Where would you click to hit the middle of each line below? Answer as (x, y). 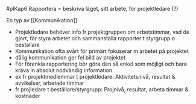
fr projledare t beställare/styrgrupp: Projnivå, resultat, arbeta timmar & (102, 89)
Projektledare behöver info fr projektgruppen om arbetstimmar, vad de (102, 32)
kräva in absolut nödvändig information (64, 70)
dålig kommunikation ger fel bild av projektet (70, 57)
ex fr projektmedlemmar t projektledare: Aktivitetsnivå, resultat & (95, 77)
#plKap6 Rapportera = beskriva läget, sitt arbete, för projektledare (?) (92, 9)
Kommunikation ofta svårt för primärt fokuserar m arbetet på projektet (102, 51)
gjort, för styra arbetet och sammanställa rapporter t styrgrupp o (95, 38)
